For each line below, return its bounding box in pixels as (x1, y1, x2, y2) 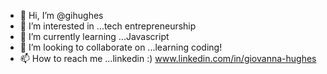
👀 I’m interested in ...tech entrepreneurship (19, 20, 197, 32)
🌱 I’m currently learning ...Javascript (19, 31, 170, 42)
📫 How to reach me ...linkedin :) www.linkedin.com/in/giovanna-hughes (19, 53, 317, 64)
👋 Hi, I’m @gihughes (19, 10, 104, 21)
